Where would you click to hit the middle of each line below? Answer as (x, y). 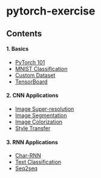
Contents (24, 34)
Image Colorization (38, 122)
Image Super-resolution (44, 109)
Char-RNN (28, 156)
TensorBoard (31, 81)
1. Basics (18, 49)
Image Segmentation (41, 115)
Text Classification (38, 162)
